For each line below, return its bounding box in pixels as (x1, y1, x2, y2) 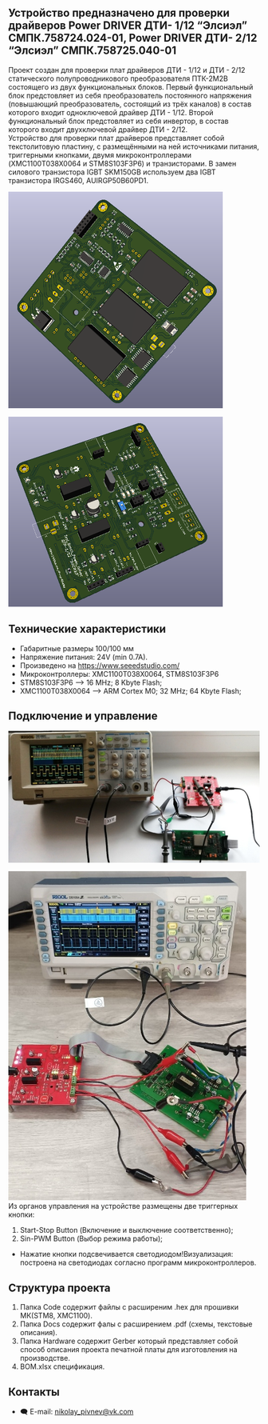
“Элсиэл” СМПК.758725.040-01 (8, 44, 177, 58)
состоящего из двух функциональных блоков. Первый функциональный (8, 82, 254, 91)
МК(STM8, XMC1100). (19, 1311, 93, 1321)
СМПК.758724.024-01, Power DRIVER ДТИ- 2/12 (8, 31, 258, 45)
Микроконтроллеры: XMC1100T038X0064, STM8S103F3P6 (19, 669, 219, 678)
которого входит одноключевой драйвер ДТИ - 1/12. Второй (8, 107, 214, 117)
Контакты (8, 1385, 60, 1398)
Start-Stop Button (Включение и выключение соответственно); (19, 1226, 234, 1235)
